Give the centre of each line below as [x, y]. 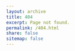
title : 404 [19, 17]
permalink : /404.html [33, 28]
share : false [22, 33]
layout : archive [26, 11]
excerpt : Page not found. [38, 22]
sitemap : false [25, 39]
